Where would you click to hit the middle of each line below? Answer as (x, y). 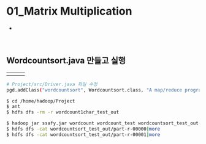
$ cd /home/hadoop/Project (41, 101)
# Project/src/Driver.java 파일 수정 (52, 84)
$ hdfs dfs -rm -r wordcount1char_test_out (63, 112)
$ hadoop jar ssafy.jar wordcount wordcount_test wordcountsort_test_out (103, 123)
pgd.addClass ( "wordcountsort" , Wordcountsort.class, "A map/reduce (94, 90)
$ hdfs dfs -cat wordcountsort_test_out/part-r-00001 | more (83, 135)
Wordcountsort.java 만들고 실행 (66, 61)
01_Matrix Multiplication (69, 11)
